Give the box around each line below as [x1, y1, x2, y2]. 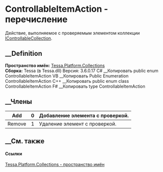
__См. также [5, 137, 45, 145]
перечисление [5, 14, 68, 25]
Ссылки [5, 150, 23, 156]
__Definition [5, 49, 43, 58]
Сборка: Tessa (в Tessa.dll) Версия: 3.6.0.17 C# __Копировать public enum [5, 68, 159, 74]
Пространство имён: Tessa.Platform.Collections [5, 62, 105, 68]
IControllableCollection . [5, 35, 52, 41]
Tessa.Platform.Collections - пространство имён [5, 162, 105, 168]
